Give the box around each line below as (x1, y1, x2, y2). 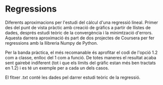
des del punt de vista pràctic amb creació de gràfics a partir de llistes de (5, 24, 151, 30)
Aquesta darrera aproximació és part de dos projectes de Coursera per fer (5, 35, 155, 41)
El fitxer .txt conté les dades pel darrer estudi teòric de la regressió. (5, 74, 141, 80)
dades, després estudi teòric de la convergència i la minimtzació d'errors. (5, 30, 153, 35)
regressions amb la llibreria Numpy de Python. (5, 40, 98, 46)
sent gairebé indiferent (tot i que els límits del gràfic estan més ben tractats (5, 60, 156, 66)
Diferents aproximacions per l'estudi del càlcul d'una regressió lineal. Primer (5, 19, 159, 25)
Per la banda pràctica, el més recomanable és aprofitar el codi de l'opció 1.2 (5, 50, 158, 55)
